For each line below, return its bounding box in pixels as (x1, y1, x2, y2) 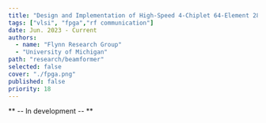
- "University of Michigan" (15, 48, 108, 56)
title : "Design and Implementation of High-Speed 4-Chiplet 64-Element (8, 11, 249, 20)
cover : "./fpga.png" (8, 70, 77, 78)
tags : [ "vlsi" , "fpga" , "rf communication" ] (8, 19, 154, 27)
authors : (8, 33, 37, 42)
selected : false (8, 63, 62, 71)
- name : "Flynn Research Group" (15, 41, 123, 49)
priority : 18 (8, 84, 51, 93)
